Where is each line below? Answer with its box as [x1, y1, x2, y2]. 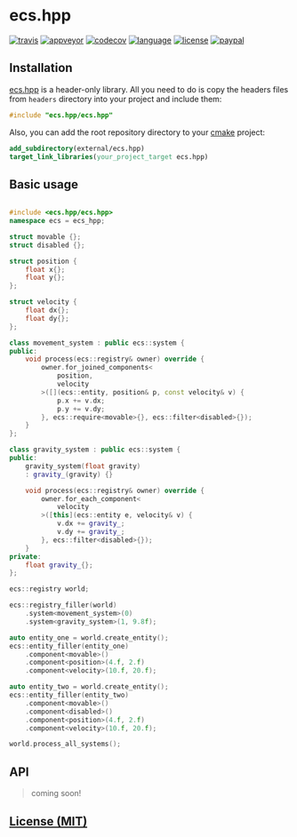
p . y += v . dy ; [56, 404, 105, 413]
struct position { [9, 257, 77, 266]
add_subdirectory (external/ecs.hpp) [9, 144, 145, 153]
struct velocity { [9, 298, 77, 307]
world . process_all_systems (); [9, 739, 122, 749]
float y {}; [25, 273, 66, 283]
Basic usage [9, 177, 78, 192]
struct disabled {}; [9, 241, 86, 250]
